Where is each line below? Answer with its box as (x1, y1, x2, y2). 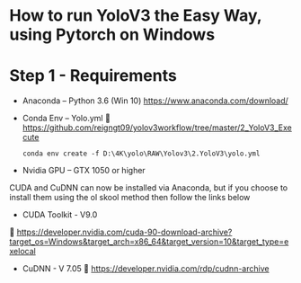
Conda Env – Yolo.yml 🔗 (22, 113, 111, 124)
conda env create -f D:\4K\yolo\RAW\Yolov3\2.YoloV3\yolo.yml (22, 149, 261, 158)
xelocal (9, 246, 36, 257)
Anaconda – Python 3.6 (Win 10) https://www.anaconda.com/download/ (22, 95, 289, 106)
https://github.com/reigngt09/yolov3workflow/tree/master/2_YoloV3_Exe (22, 122, 292, 133)
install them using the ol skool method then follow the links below (9, 192, 251, 203)
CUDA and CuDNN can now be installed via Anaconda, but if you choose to (9, 182, 288, 193)
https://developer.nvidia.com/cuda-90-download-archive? (16, 226, 233, 238)
